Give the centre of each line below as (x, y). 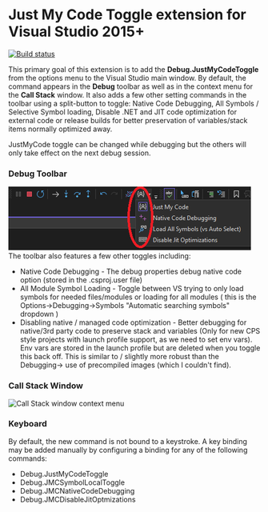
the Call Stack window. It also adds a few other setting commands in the (128, 94)
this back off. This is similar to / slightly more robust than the (120, 357)
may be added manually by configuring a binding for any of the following (128, 450)
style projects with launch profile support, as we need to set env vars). (136, 340)
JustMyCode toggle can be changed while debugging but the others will (127, 144)
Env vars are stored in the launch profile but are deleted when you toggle (140, 348)
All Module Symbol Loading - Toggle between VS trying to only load (132, 289)
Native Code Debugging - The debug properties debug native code (131, 272)
